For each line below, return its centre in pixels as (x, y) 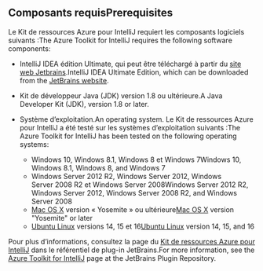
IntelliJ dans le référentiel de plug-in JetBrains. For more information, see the (131, 250)
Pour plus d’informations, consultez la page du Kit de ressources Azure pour (131, 241)
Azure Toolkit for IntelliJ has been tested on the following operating (128, 136)
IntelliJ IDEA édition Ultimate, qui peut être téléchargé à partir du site (130, 64)
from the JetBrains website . (64, 80)
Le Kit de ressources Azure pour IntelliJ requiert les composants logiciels (126, 31)
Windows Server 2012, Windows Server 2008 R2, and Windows (134, 192)
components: (29, 48)
